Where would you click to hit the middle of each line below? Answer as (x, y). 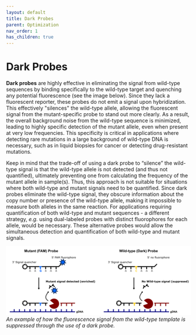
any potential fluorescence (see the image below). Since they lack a (88, 96)
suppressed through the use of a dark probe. (61, 325)
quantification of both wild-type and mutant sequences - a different (88, 213)
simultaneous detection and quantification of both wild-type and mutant (93, 232)
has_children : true (30, 37)
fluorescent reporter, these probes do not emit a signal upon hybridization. (96, 102)
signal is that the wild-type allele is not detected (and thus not (93, 170)
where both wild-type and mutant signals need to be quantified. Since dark (97, 188)
